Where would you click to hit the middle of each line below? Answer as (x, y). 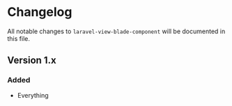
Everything (33, 95)
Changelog (40, 12)
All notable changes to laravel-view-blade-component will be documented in (116, 31)
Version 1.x (32, 61)
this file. (18, 38)
